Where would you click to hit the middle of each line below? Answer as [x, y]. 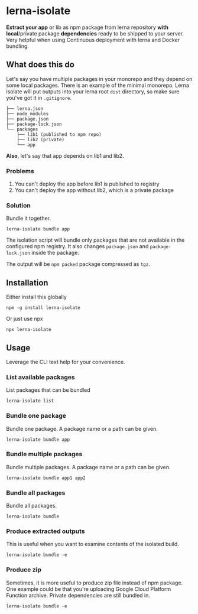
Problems [20, 171]
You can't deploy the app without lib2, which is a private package [94, 190]
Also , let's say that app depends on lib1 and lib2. [65, 155]
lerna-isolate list [30, 401]
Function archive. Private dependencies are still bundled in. [78, 595]
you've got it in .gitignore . [39, 98]
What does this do [40, 65]
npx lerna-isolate [29, 330]
